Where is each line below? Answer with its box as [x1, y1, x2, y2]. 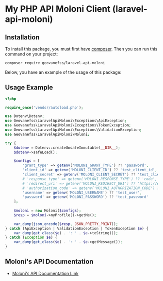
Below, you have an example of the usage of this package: [5, 69, 122, 75]
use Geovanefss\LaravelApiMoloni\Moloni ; [5, 132, 90, 137]
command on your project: [5, 51, 58, 57]
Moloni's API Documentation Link [12, 270, 79, 276]
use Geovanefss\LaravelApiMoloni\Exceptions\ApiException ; [5, 118, 127, 123]
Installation [5, 33, 40, 41]
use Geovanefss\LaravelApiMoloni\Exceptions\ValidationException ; [5, 127, 142, 132]
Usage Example [5, 84, 53, 92]
